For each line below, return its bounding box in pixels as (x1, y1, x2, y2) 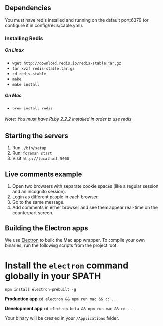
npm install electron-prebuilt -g (5, 287, 77, 292)
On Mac (5, 92, 22, 99)
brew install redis (12, 106, 53, 111)
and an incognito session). (12, 189, 67, 195)
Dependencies (5, 4, 51, 12)
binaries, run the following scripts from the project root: (5, 242, 118, 248)
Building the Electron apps (5, 224, 88, 232)
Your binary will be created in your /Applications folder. (5, 315, 120, 321)
